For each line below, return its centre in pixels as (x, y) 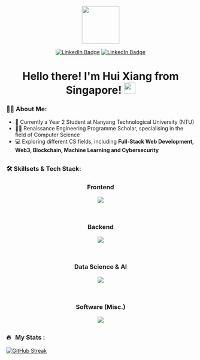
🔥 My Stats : (26, 338)
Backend (101, 227)
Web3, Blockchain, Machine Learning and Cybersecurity (87, 150)
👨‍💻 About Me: (27, 109)
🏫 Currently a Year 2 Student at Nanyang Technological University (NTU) (104, 122)
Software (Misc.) (101, 307)
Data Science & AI (101, 267)
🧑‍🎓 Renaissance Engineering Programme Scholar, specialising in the (99, 129)
